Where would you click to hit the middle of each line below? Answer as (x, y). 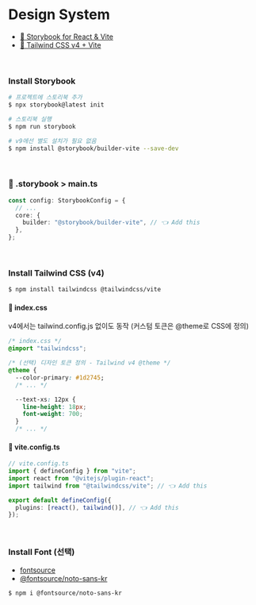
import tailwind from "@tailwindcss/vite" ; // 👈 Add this (108, 486)
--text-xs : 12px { (46, 399)
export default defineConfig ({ (60, 500)
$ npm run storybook (42, 126)
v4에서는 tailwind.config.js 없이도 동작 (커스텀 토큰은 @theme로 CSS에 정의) (129, 326)
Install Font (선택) (42, 552)
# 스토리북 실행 (30, 119)
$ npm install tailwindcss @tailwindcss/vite (84, 290)
